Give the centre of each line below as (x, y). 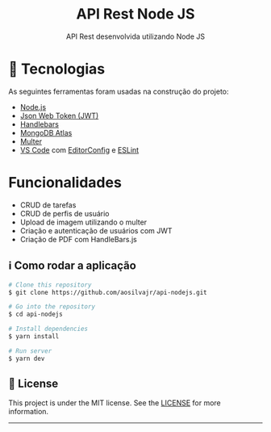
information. (29, 412)
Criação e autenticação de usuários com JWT (96, 230)
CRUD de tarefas (48, 205)
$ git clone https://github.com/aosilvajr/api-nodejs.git (108, 292)
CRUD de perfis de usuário (65, 213)
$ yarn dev (27, 359)
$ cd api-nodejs (35, 315)
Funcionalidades (65, 183)
